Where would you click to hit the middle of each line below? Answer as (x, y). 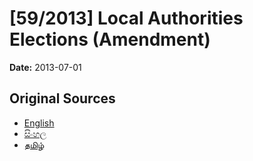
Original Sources (62, 98)
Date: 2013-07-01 (45, 67)
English (39, 123)
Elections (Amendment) (110, 39)
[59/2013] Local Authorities (126, 18)
